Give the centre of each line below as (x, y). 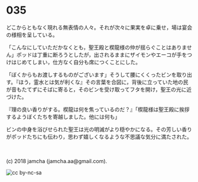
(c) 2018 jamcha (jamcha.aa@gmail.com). (57, 161)
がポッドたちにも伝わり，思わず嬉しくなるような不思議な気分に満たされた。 (99, 136)
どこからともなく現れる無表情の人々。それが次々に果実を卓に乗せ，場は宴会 (99, 27)
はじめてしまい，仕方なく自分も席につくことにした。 (76, 62)
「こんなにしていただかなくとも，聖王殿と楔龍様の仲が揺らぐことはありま (97, 47)
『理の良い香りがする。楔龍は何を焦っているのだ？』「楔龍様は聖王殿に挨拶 (98, 109)
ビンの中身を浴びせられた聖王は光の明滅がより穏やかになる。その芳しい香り (99, 129)
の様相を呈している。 (32, 35)
